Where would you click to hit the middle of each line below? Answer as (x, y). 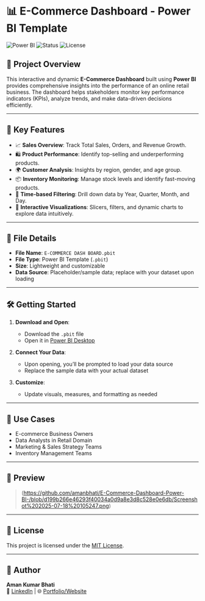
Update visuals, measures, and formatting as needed (91, 394)
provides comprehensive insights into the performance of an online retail (98, 85)
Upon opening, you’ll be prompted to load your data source (99, 364)
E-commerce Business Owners (54, 434)
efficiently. (20, 105)
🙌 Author (23, 570)
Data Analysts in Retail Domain (54, 440)
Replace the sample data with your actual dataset (86, 371)
